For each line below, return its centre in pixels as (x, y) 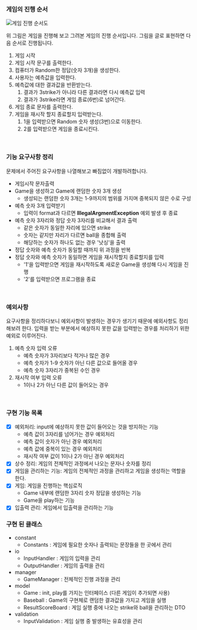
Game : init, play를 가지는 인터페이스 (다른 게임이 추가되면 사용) (96, 592)
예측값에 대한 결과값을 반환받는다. (53, 85)
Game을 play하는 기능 (49, 500)
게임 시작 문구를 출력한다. (44, 63)
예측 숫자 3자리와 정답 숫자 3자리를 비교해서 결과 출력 (76, 220)
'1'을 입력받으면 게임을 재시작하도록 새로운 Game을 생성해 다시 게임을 (103, 264)
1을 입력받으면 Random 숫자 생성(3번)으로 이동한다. (83, 122)
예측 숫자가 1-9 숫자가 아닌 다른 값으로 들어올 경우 (81, 363)
